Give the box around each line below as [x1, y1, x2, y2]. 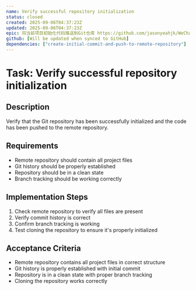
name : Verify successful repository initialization [6, 8, 134, 15]
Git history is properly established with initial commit [14, 265, 141, 272]
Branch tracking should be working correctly [14, 175, 123, 182]
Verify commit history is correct [14, 214, 91, 221]
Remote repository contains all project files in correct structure [14, 259, 166, 266]
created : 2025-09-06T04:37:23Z [6, 19, 82, 25]
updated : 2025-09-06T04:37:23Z [6, 25, 82, 31]
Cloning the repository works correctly [14, 278, 108, 285]
